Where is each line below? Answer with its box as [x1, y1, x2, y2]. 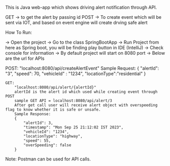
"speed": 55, [23, 138, 51, 143]
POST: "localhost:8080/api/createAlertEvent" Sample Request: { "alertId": [5, 65, 159, 71]
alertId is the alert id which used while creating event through [14, 89, 158, 94]
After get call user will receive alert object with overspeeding [14, 103, 158, 108]
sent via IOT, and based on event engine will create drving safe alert [5, 20, 148, 25]
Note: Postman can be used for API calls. [5, 156, 91, 162]
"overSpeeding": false [23, 143, 72, 148]
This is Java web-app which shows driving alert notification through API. [5, 5, 157, 10]
